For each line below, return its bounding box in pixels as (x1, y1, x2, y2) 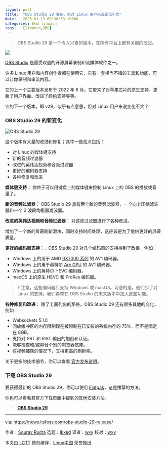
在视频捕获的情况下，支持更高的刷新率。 (12, 348, 95, 354)
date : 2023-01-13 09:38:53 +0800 (5, 16, 79, 21)
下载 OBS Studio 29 (5, 372, 52, 379)
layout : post (5, 7, 32, 12)
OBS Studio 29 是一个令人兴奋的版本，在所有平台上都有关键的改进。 (17, 40, 157, 46)
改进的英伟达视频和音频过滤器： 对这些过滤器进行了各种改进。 (5, 218, 132, 224)
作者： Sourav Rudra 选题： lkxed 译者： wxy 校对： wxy (5, 429, 116, 435)
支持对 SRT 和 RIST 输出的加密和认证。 (12, 336, 92, 342)
